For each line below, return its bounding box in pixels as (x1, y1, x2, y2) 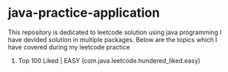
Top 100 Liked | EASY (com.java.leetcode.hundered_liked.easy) (17, 56, 201, 64)
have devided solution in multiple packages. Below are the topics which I (8, 35, 218, 43)
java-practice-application (8, 5, 160, 21)
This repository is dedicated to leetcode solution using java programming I (8, 28, 222, 36)
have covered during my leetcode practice (8, 43, 130, 51)
